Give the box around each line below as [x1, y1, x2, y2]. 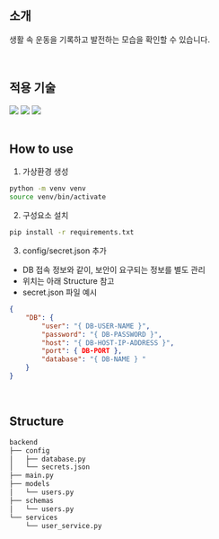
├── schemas [9, 496, 54, 505]
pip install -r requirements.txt [9, 228, 135, 237]
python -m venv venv [9, 184, 87, 193]
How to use [9, 142, 74, 157]
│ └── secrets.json [9, 463, 91, 472]
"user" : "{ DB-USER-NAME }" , [41, 322, 151, 331]
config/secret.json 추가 [22, 245, 108, 256]
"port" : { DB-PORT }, [41, 347, 123, 356]
